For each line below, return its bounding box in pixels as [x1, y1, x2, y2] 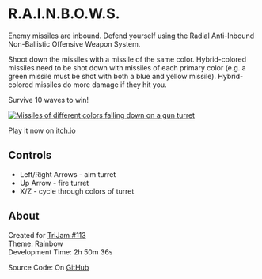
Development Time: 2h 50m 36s [8, 247, 113, 257]
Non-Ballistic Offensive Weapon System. [8, 39, 141, 48]
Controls [8, 149, 52, 162]
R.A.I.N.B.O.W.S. [8, 5, 120, 23]
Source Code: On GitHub [8, 262, 89, 272]
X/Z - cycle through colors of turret [19, 187, 135, 196]
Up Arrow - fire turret [19, 178, 89, 187]
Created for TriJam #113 [8, 230, 86, 239]
